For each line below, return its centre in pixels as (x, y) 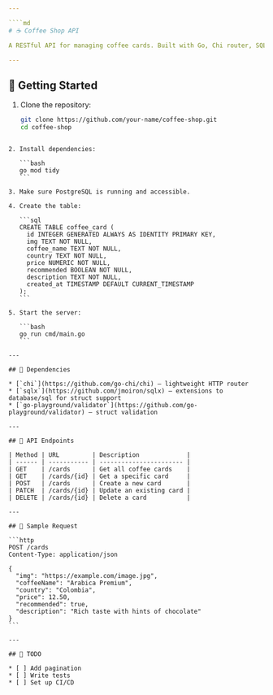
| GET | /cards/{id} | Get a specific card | (100, 476)
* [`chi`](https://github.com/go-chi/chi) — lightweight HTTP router (129, 384)
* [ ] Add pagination (45, 668)
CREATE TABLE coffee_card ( (67, 227)
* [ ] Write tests (39, 675)
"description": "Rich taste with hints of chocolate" (108, 611)
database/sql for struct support (65, 398)
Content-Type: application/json (63, 554)
